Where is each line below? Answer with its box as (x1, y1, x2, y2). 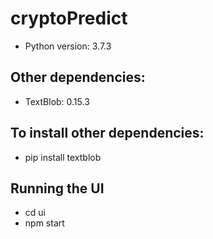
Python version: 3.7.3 (24, 40, 112, 52)
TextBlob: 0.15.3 (24, 95, 90, 107)
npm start (24, 217, 65, 229)
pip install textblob (24, 151, 102, 163)
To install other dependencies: (10, 125, 205, 142)
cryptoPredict (10, 7, 128, 30)
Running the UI (10, 180, 105, 197)
